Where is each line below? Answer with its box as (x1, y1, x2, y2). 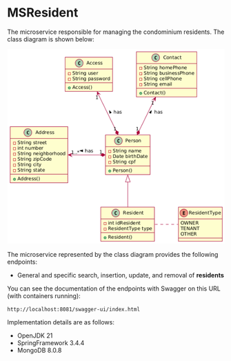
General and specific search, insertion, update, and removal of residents (17, 271, 224, 280)
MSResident (7, 5, 79, 21)
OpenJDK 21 (17, 331, 53, 340)
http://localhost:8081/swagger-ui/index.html (7, 306, 140, 313)
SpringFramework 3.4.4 (17, 339, 85, 347)
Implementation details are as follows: (7, 318, 115, 326)
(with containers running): (7, 292, 81, 300)
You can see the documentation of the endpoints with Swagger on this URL (7, 284, 221, 293)
